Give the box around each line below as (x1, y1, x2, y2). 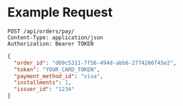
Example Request (7, 4, 113, 21)
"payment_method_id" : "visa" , (14, 73, 103, 80)
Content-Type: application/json (7, 33, 103, 41)
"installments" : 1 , (14, 79, 72, 86)
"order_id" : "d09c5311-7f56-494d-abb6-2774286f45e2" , (14, 59, 177, 66)
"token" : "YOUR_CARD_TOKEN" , (14, 65, 100, 73)
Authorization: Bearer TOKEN (7, 40, 94, 47)
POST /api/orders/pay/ (7, 28, 75, 35)
